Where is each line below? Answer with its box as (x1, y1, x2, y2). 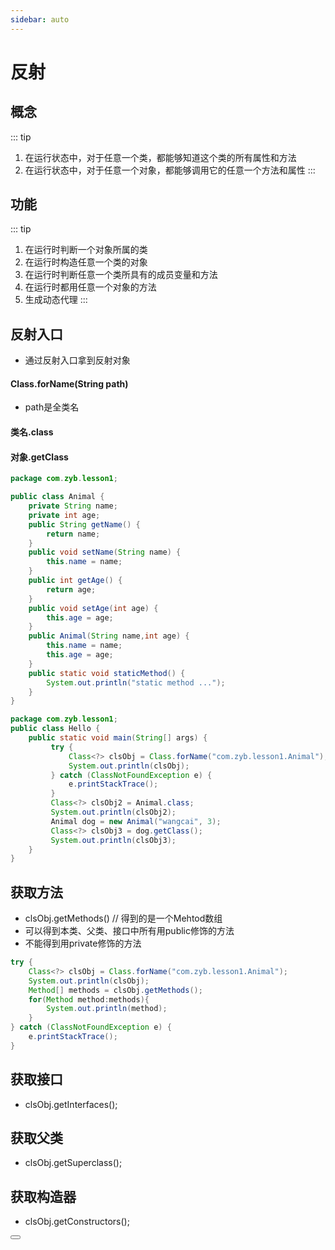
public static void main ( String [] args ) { (28, 733, 208, 743)
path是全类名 (24, 401, 80, 413)
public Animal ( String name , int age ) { (28, 631, 190, 641)
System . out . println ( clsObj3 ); (50, 835, 177, 845)
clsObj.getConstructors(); (24, 1216, 130, 1228)
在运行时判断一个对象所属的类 (24, 244, 148, 256)
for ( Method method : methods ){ (28, 994, 150, 1005)
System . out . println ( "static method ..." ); (46, 677, 226, 688)
